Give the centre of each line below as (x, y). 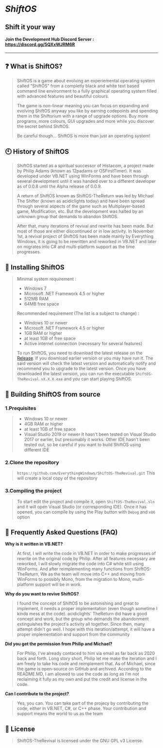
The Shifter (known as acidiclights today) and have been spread (81, 201)
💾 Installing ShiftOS (35, 267)
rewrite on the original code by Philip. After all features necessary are (86, 558)
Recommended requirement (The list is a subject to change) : (78, 313)
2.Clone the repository (32, 462)
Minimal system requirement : (47, 279)
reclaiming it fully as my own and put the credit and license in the (82, 679)
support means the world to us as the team (60, 714)
